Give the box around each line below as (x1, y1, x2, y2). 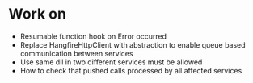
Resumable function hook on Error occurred (19, 31, 167, 41)
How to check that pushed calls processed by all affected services (19, 65, 242, 75)
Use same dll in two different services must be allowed (19, 57, 203, 67)
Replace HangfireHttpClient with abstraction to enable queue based (19, 39, 246, 49)
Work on (8, 5, 67, 23)
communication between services (19, 48, 133, 58)
